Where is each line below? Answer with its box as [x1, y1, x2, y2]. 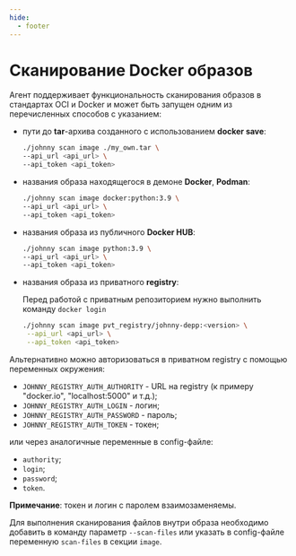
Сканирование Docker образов [9, 60, 253, 81]
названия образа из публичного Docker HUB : [22, 226, 196, 238]
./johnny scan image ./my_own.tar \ [22, 143, 160, 152]
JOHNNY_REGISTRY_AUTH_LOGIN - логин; [22, 400, 160, 411]
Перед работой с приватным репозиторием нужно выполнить [22, 294, 262, 305]
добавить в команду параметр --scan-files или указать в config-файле [9, 526, 285, 537]
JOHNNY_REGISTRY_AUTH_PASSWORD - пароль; [22, 409, 178, 420]
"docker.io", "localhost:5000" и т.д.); [22, 390, 158, 401]
